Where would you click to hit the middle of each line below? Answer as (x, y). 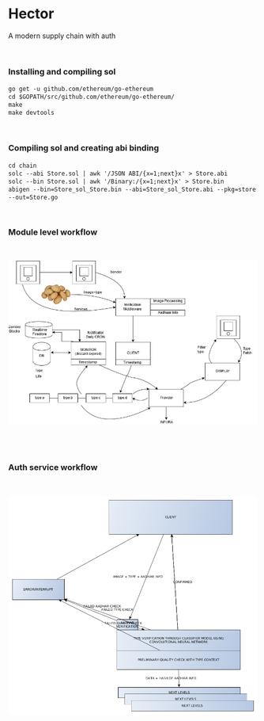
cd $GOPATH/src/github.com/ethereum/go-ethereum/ (92, 97)
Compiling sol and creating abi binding (84, 148)
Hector (31, 14)
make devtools (32, 113)
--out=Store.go (33, 197)
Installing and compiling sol (62, 71)
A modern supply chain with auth (62, 36)
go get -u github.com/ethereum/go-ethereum (81, 89)
